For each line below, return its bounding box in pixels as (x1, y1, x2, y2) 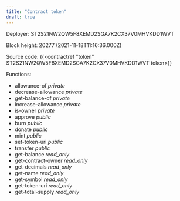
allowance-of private (14, 82, 66, 89)
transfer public (14, 145, 50, 152)
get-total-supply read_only (14, 188, 80, 195)
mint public (14, 132, 42, 139)
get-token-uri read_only (14, 182, 73, 189)
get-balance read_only (14, 150, 70, 158)
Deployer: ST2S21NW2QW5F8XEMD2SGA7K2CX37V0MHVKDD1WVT (6, 30, 175, 37)
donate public (14, 126, 48, 133)
